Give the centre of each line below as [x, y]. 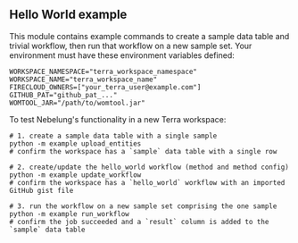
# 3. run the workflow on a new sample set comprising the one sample [143, 206]
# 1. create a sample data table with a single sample [113, 136]
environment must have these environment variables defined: [122, 55]
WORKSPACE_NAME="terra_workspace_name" [83, 80]
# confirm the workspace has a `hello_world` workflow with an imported [147, 182]
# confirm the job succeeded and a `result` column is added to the [139, 222]
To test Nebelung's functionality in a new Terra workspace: [118, 119]
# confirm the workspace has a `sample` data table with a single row [143, 151]
